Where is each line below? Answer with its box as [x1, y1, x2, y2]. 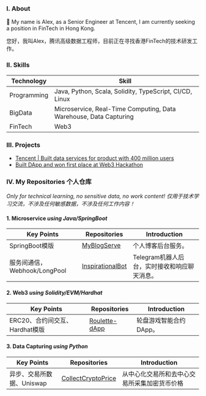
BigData [9, 109, 32, 117]
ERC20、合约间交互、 [9, 316, 73, 324]
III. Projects [6, 140, 41, 149]
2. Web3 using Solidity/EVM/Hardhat [6, 289, 103, 296]
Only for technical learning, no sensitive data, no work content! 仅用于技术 [6, 192, 194, 200]
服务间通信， [9, 259, 47, 267]
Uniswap [21, 379, 47, 387]
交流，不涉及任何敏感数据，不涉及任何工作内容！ [11, 200, 135, 208]
